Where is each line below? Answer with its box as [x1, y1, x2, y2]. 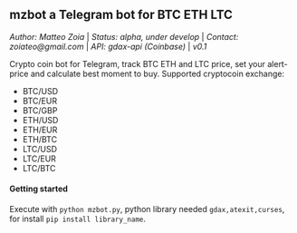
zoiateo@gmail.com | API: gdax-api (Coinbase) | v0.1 [9, 41, 207, 52]
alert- [266, 58, 288, 69]
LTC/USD [22, 143, 57, 154]
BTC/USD [22, 85, 59, 96]
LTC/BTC [22, 162, 56, 173]
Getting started [9, 183, 68, 194]
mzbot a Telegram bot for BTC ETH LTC [9, 7, 234, 23]
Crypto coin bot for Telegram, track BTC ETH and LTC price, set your [9, 58, 265, 69]
